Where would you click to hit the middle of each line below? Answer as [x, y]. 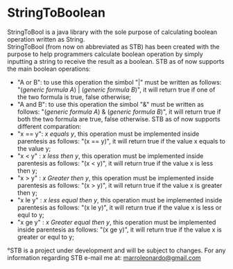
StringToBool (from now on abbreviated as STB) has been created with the [113, 46]
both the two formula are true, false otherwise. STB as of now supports [119, 119]
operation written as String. [46, 39]
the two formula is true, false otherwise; [74, 97]
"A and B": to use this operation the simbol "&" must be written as [111, 104]
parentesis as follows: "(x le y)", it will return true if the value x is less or [119, 207]
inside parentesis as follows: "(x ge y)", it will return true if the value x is [119, 229]
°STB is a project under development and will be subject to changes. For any [116, 250]
